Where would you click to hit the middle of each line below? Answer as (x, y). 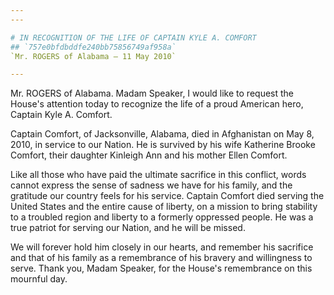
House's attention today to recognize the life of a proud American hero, (157, 104)
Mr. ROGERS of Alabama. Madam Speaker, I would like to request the (152, 93)
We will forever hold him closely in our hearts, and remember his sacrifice (162, 247)
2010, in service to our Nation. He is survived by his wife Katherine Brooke (163, 145)
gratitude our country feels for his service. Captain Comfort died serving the (167, 196)
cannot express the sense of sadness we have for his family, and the (151, 185)
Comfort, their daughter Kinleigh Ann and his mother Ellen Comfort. (149, 155)
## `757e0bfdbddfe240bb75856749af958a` (93, 47)
